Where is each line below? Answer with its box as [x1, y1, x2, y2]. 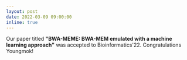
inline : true [6, 19, 38, 25]
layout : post [6, 8, 38, 15]
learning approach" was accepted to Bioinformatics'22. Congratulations [6, 41, 182, 48]
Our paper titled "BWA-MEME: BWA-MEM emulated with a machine [6, 36, 172, 43]
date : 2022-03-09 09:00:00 [6, 14, 72, 20]
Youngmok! [6, 48, 34, 55]
